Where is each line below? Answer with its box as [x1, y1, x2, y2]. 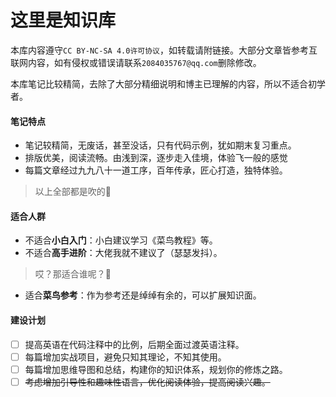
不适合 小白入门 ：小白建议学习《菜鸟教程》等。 [24, 234, 218, 246]
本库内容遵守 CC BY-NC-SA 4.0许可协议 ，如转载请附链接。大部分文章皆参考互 [10, 44, 318, 56]
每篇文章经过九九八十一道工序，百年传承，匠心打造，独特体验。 [24, 164, 288, 176]
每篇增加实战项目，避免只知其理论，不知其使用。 [24, 351, 227, 363]
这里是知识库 [10, 9, 117, 32]
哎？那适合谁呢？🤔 [34, 268, 112, 280]
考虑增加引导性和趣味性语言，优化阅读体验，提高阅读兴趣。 [24, 376, 271, 388]
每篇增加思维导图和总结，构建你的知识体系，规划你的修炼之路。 [24, 363, 288, 375]
